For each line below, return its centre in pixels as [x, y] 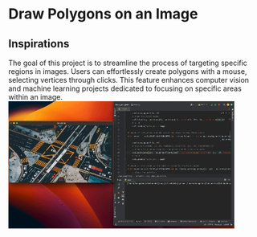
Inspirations [39, 44]
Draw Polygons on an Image [103, 14]
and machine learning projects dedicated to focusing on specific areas [125, 88]
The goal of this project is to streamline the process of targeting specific [128, 63]
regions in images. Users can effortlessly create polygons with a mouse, [128, 72]
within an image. [35, 97]
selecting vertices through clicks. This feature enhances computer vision [129, 80]
